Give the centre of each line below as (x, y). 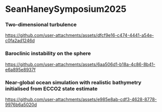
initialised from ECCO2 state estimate (51, 89)
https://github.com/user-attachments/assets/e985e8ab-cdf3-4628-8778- (81, 100)
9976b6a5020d (21, 105)
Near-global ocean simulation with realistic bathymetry (73, 82)
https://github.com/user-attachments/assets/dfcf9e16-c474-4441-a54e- (80, 35)
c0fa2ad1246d (20, 41)
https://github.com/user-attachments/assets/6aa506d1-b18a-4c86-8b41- (80, 64)
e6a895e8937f (20, 69)
